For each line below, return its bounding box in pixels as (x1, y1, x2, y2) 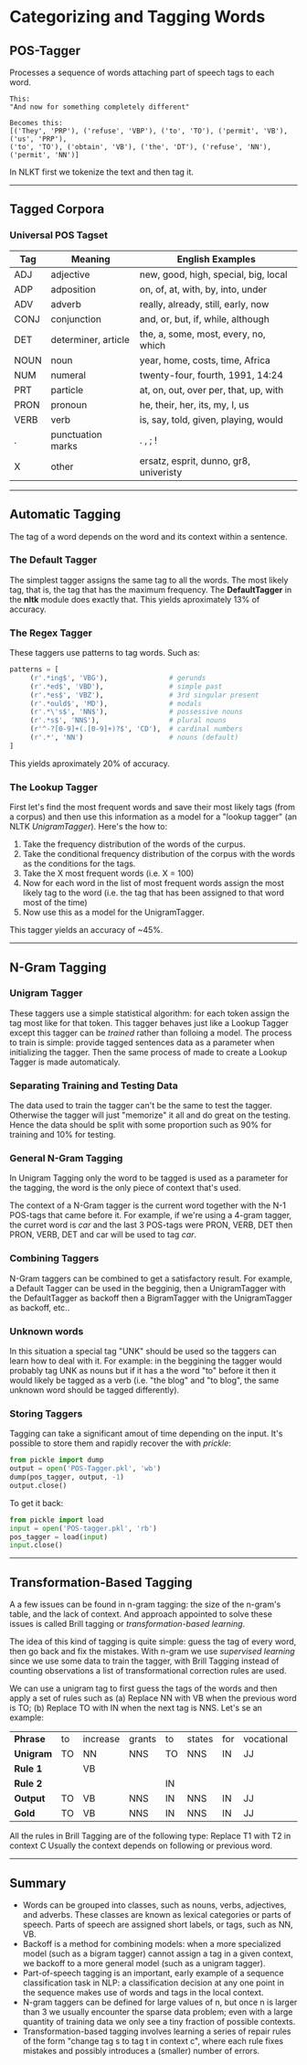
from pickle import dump (9, 1456, 104, 1465)
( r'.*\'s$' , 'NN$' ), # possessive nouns (29, 707, 244, 717)
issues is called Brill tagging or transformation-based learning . (9, 1619, 246, 1630)
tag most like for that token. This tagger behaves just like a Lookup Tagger (9, 1017, 290, 1028)
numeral (50, 369, 87, 381)
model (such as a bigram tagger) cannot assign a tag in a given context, (22, 1948, 294, 1959)
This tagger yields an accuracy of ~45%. (9, 925, 164, 936)
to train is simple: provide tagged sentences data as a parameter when (9, 1036, 276, 1048)
